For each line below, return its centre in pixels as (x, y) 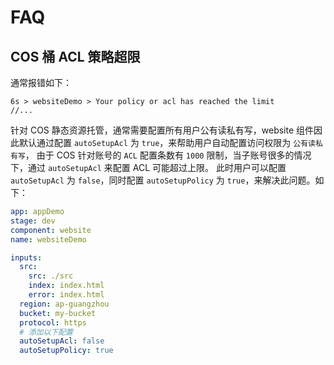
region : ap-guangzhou (64, 304)
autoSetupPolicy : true (66, 351)
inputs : (26, 257)
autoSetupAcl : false (62, 341)
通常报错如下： (41, 82)
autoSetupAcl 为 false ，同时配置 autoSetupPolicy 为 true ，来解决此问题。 (163, 180)
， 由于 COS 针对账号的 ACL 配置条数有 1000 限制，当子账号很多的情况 (168, 155)
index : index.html (66, 286)
